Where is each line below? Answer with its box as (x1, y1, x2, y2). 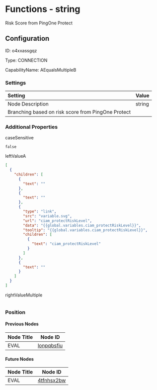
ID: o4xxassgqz (5, 47, 37, 53)
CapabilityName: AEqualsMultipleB (5, 67, 77, 73)
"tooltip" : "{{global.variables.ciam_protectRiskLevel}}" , (23, 227, 148, 232)
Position (5, 308, 26, 315)
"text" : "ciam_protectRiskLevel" (31, 241, 101, 247)
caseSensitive (5, 135, 34, 141)
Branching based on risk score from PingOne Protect (7, 108, 131, 115)
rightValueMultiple (5, 292, 43, 298)
